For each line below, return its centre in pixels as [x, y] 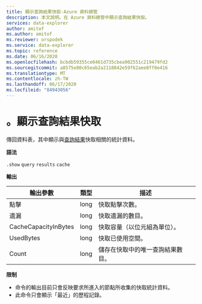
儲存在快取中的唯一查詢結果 [137, 249]
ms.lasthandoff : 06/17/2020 [41, 85]
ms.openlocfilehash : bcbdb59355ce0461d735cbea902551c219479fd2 [87, 62]
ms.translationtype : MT [36, 73]
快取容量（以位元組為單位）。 [139, 227]
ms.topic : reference [32, 51]
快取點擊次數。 [119, 204]
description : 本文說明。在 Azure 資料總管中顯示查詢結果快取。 [78, 17]
